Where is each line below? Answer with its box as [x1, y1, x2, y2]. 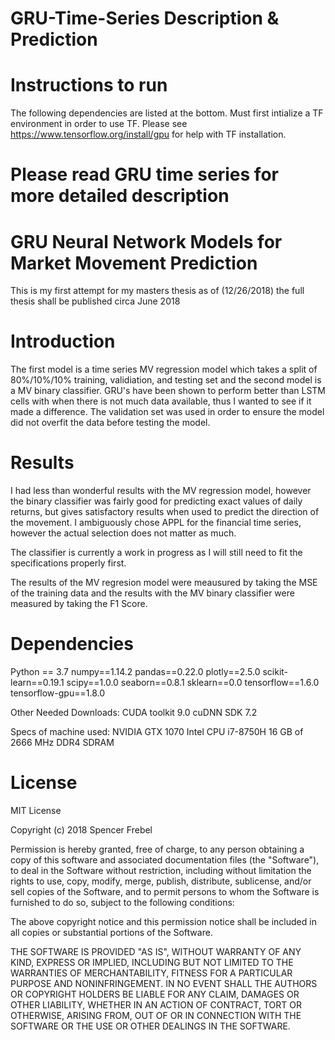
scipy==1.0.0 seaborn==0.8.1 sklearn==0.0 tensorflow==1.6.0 [66, 677, 320, 689]
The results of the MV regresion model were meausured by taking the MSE [10, 577, 318, 589]
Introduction [10, 330, 116, 353]
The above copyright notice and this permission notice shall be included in [10, 916, 317, 927]
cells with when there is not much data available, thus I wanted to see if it [10, 395, 312, 407]
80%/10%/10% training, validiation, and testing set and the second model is [10, 374, 322, 386]
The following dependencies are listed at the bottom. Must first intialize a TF [10, 107, 324, 119]
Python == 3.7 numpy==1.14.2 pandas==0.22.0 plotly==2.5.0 [10, 666, 261, 678]
